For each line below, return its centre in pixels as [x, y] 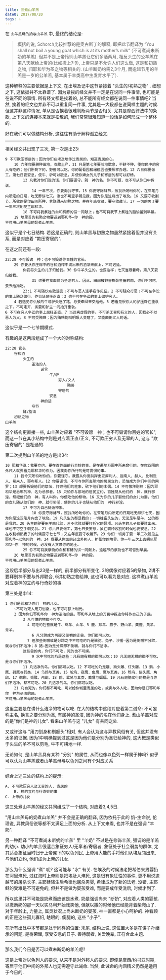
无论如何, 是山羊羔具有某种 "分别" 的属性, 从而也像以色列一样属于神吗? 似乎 [82, 755]
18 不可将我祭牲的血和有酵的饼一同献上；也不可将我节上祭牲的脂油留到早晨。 [90, 212]
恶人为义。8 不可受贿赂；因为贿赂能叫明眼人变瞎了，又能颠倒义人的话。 [68, 318]
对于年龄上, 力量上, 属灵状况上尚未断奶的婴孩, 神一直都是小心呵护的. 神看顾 [82, 911]
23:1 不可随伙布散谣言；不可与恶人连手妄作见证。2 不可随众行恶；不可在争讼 [91, 291]
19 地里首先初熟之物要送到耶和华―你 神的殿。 [55, 217]
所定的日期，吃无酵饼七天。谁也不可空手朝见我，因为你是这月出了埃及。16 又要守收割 [84, 196]
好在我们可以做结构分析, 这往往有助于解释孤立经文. [57, 134]
